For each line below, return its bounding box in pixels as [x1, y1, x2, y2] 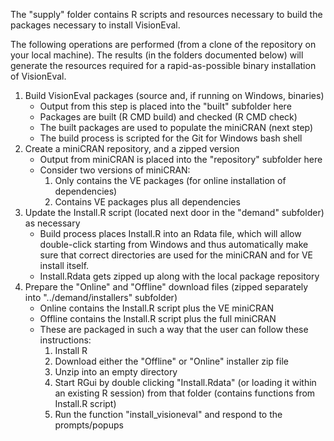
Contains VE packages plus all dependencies [54, 196, 241, 208]
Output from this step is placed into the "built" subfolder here [39, 100, 292, 112]
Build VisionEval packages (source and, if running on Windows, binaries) [24, 90, 325, 101]
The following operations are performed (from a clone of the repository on [10, 39, 317, 50]
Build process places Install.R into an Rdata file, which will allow [39, 228, 302, 239]
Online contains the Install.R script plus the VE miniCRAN [39, 302, 275, 314]
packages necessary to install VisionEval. [10, 19, 181, 31]
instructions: [39, 334, 92, 346]
